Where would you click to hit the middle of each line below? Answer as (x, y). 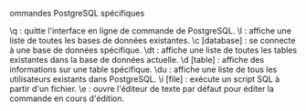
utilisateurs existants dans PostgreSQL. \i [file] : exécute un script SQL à (145, 79)
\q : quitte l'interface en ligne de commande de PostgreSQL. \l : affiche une (151, 30)
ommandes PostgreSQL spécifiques (77, 13)
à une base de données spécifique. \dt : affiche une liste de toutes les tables (153, 50)
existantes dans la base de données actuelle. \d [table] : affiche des (137, 60)
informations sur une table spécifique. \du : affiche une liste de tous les (143, 69)
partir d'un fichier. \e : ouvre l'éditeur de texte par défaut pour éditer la (142, 89)
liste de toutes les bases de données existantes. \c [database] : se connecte (153, 40)
